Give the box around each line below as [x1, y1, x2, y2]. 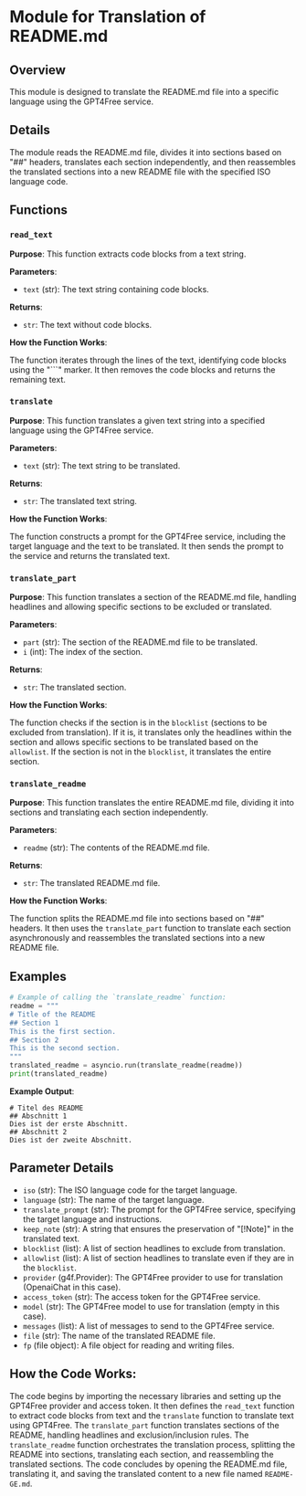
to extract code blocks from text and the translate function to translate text [9, 1409, 294, 1421]
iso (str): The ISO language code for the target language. [22, 1185, 237, 1196]
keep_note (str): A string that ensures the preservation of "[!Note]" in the [22, 1223, 294, 1234]
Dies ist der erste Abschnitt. [9, 1119, 129, 1129]
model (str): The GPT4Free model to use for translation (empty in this [22, 1301, 280, 1312]
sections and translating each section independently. [9, 806, 208, 818]
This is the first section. [9, 1027, 117, 1036]
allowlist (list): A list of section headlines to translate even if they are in [22, 1252, 295, 1263]
